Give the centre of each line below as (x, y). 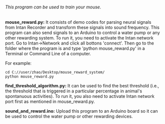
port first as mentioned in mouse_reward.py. (50, 102)
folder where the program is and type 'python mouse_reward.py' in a (75, 48)
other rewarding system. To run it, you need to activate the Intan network (79, 38)
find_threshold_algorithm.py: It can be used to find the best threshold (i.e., (82, 86)
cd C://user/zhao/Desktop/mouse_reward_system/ (55, 72)
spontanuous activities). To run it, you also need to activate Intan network (80, 96)
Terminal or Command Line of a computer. (48, 54)
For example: (19, 63)
